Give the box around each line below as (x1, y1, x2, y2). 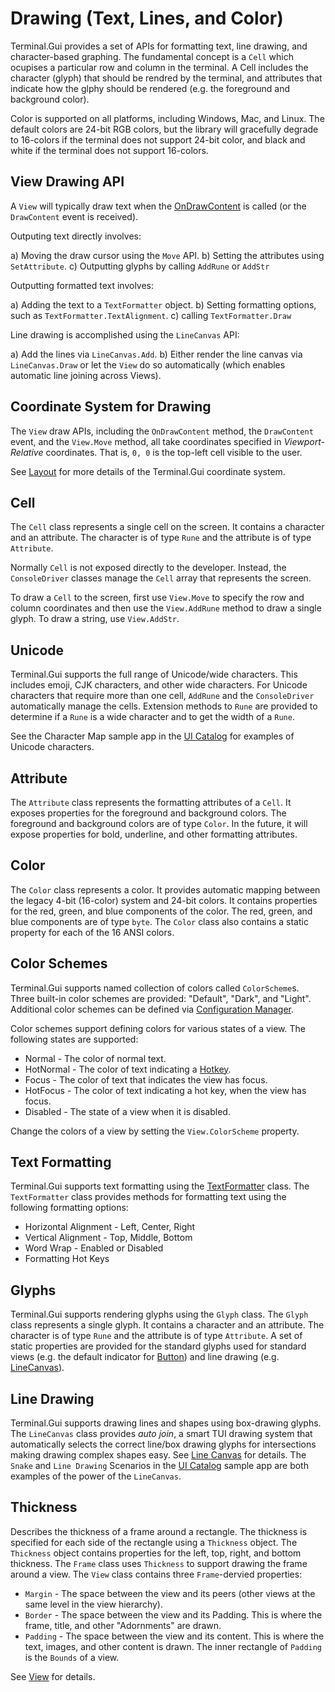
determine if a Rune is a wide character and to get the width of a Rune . (10, 711, 295, 723)
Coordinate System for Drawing (10, 398, 212, 416)
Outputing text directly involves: (10, 230, 142, 242)
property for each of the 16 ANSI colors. (10, 926, 175, 938)
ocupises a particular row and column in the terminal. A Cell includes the (10, 61, 309, 73)
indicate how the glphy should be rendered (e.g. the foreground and (10, 82, 291, 94)
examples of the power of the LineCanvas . (10, 1470, 182, 1482)
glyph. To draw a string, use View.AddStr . (10, 613, 180, 625)
